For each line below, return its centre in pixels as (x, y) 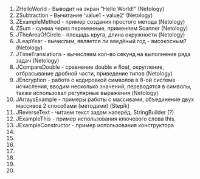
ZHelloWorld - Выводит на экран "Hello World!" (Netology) (90, 9)
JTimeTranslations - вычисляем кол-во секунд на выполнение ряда (103, 54)
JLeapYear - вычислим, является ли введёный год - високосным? (101, 41)
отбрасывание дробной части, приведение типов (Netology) (94, 73)
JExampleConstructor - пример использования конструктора (95, 125)
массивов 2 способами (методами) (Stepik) (73, 106)
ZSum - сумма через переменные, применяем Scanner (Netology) (102, 28)
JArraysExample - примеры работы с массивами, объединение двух (105, 99)
